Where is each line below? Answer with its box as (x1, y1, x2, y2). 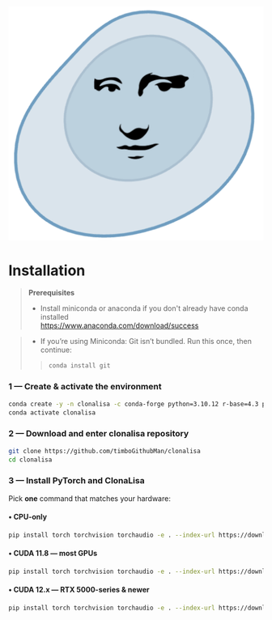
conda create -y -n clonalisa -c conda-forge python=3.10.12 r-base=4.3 (8, 400, 259, 409)
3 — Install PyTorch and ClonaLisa (8, 475, 145, 486)
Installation (8, 261, 86, 279)
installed (40, 312, 69, 322)
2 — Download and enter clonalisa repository (8, 428, 189, 440)
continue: (40, 345, 72, 355)
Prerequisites (28, 288, 75, 298)
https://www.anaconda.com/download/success (40, 321, 199, 330)
